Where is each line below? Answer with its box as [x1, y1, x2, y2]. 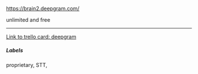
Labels [6, 46, 24, 53]
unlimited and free [6, 16, 51, 23]
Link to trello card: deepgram [6, 33, 77, 40]
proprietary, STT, [6, 61, 48, 68]
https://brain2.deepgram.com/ [6, 5, 80, 12]
